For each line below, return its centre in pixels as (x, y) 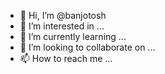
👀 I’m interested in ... (62, 26)
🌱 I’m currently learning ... (73, 36)
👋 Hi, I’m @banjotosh (63, 15)
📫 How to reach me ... (66, 58)
